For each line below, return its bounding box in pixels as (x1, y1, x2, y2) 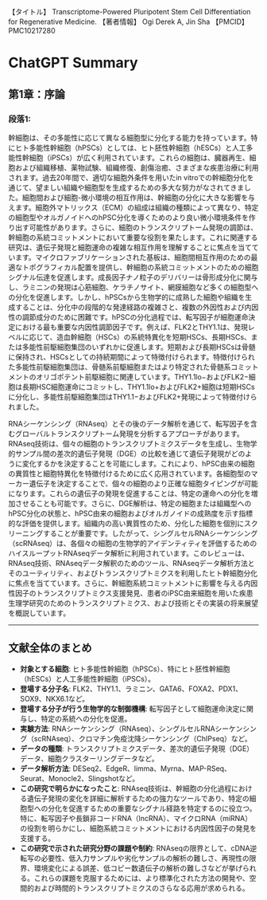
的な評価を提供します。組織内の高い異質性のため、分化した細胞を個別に (8, 518, 245, 528)
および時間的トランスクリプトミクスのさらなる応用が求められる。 (33, 883, 250, 893)
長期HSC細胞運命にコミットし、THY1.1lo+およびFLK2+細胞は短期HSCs (21, 382, 256, 391)
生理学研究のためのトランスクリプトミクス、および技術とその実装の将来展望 (8, 598, 258, 607)
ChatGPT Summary (8, 54, 138, 72)
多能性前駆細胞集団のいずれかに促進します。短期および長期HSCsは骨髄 (21, 342, 256, 352)
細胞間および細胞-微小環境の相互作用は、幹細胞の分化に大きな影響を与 (21, 192, 256, 202)
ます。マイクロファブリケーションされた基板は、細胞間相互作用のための (14, 252, 252, 261)
